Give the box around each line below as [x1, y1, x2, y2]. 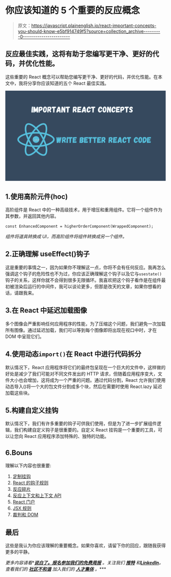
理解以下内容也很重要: [5, 462, 52, 469]
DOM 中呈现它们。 [5, 333, 44, 339]
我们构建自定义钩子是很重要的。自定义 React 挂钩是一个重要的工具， [14, 427, 158, 433]
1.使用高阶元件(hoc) [5, 192, 68, 201]
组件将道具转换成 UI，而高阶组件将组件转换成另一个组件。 [5, 233, 127, 240]
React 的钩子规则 [12, 480, 49, 486]
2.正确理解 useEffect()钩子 [5, 250, 90, 258]
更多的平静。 [5, 548, 32, 555]
